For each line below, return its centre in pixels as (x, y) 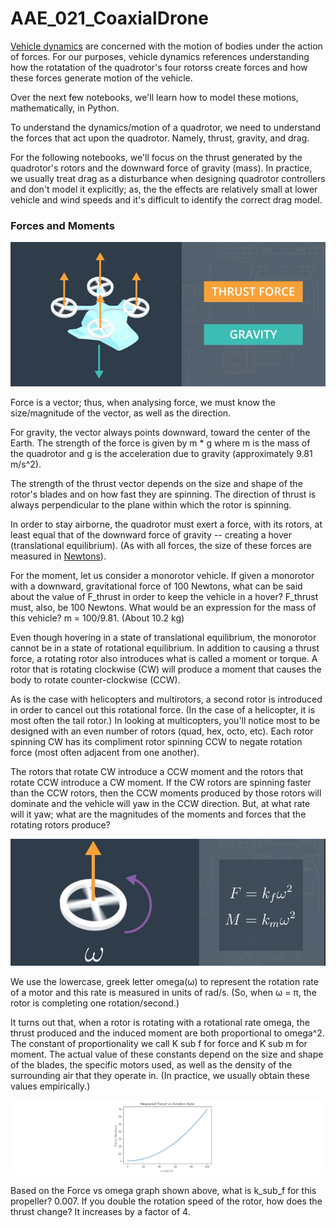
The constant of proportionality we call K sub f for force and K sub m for (159, 1044)
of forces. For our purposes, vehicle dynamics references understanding (160, 56)
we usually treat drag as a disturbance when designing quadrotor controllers (168, 178)
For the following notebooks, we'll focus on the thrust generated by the (156, 157)
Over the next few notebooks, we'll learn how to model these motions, (154, 97)
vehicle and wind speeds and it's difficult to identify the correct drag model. (166, 199)
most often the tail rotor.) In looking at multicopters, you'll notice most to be (165, 720)
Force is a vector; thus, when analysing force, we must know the (143, 402)
